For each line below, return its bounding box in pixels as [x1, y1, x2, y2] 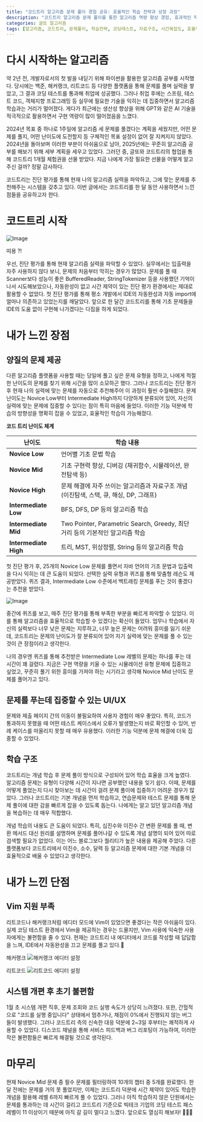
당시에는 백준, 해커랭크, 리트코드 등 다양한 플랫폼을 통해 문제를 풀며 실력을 [14, 82, 188, 89]
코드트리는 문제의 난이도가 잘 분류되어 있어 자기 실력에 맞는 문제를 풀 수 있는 [14, 633, 193, 640]
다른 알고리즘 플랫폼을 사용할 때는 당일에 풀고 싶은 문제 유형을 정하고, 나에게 [6, 372, 185, 379]
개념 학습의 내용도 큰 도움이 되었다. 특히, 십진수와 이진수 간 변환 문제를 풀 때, [6, 822, 186, 829]
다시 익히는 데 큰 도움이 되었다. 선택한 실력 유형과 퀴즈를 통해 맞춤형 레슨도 [12, 570, 188, 578]
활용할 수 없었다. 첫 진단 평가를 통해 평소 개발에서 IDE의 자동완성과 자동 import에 [6, 291, 196, 298]
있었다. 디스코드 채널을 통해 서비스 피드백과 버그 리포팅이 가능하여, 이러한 [24, 1026, 196, 1033]
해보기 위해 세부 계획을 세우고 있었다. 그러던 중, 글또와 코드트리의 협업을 [17, 148, 187, 155]
